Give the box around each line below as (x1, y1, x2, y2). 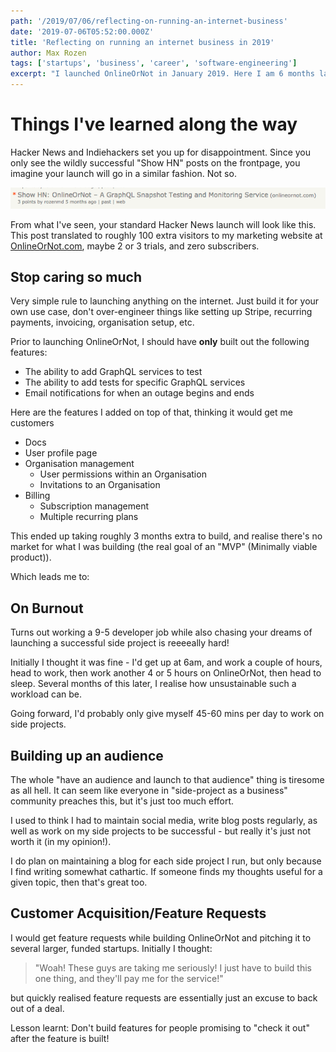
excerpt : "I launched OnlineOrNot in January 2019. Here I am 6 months (10, 69, 315, 79)
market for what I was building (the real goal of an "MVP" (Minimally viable (10, 541, 318, 553)
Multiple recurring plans (39, 511, 139, 523)
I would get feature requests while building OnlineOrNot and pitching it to (10, 931, 312, 944)
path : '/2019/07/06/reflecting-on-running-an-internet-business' (10, 16, 288, 26)
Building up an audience (10, 747, 164, 764)
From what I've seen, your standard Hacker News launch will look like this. (10, 218, 317, 230)
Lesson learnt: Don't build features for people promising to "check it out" (10, 1021, 310, 1034)
